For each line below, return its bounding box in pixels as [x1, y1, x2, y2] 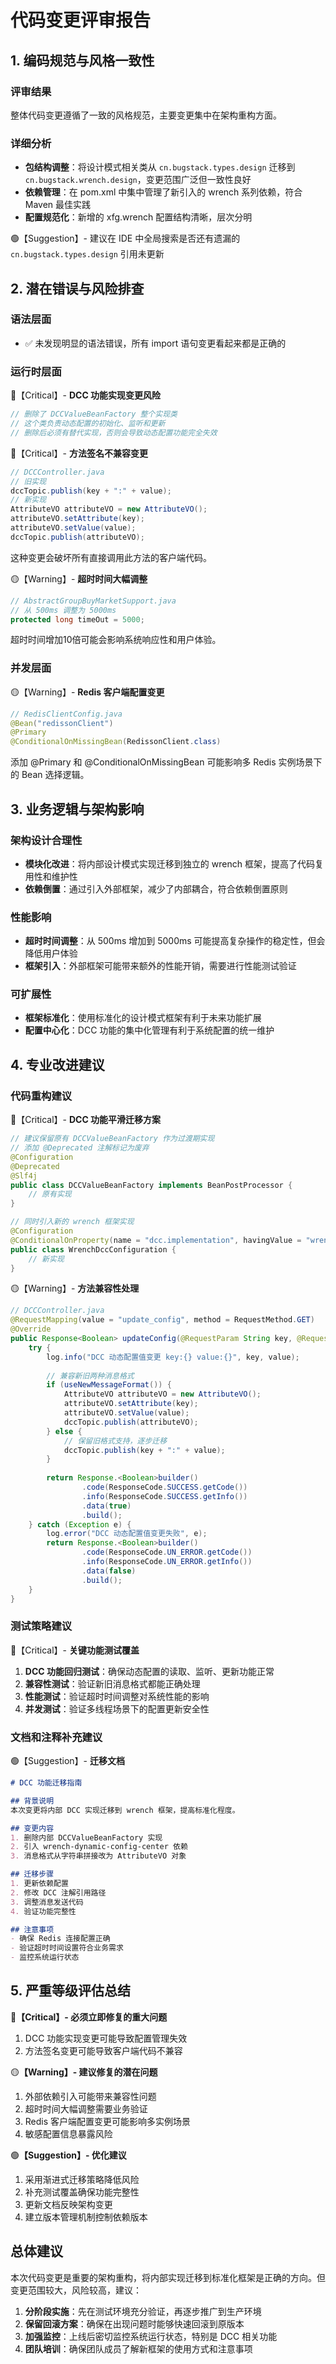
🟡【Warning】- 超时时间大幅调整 [10, 572, 148, 585]
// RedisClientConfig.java [10, 709, 123, 719]
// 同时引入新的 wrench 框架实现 [10, 1217, 135, 1227]
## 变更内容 [10, 1823, 55, 1833]
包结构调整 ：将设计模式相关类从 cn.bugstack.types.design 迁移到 [24, 161, 296, 173]
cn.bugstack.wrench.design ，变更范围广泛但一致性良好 [24, 174, 252, 186]
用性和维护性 [24, 870, 78, 882]
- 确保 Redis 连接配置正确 [10, 1934, 111, 1944]
